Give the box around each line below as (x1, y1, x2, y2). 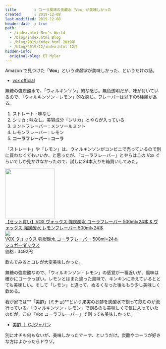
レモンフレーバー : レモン (12, 130, 64, 136)
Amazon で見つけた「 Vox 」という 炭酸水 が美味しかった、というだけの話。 (5, 68, 157, 73)
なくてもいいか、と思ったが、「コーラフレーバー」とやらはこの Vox (18, 152, 155, 158)
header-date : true (5, 21, 48, 26)
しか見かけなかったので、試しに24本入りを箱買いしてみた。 (18, 158, 140, 164)
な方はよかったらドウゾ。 (5, 339, 57, 345)
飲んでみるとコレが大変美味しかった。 (5, 259, 83, 265)
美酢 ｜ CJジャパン (12, 322, 51, 328)
